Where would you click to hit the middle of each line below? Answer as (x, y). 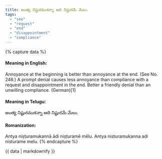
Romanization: (21, 125)
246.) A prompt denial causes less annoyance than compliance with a (77, 80)
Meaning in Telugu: (26, 101)
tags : (11, 14)
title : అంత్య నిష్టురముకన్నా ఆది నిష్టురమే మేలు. (47, 10)
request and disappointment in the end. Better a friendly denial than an (78, 85)
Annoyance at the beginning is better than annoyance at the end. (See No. (82, 74)
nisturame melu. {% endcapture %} (42, 142)
